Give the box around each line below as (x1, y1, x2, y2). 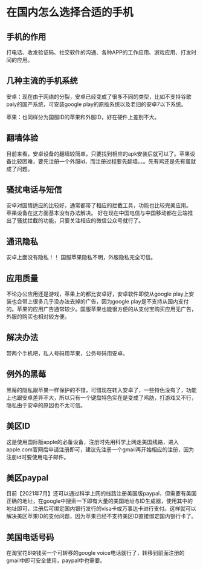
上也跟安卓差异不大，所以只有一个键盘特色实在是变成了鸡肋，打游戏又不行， (6, 394, 197, 401)
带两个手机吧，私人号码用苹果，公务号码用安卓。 (6, 350, 128, 357)
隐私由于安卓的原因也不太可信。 (6, 401, 86, 409)
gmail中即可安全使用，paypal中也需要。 (6, 557, 106, 564)
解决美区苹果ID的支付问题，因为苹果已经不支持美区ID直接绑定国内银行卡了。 (6, 512, 197, 520)
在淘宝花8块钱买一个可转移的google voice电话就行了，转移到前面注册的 (6, 549, 185, 557)
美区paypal (6, 472, 49, 483)
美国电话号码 (6, 532, 54, 542)
